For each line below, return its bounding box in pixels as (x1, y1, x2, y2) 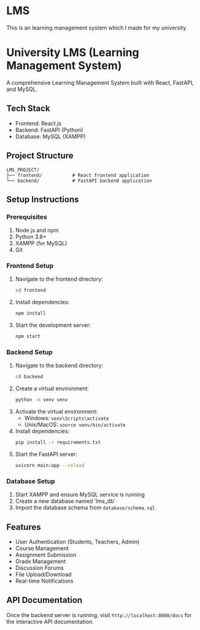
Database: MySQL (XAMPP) (15, 133, 86, 140)
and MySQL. (6, 85, 38, 93)
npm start (15, 333, 41, 340)
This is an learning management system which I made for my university (6, 24, 187, 31)
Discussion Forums (15, 564, 64, 572)
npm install (15, 310, 46, 317)
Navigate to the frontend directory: (15, 275, 103, 283)
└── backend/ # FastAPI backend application (6, 178, 152, 184)
